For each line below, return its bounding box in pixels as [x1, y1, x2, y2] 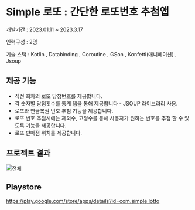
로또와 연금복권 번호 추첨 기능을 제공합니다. [14, 107, 114, 114]
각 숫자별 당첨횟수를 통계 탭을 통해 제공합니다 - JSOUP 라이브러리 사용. [14, 100, 178, 107]
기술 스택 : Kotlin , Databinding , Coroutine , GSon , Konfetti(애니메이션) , [6, 50, 177, 57]
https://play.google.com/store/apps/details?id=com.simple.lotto [6, 198, 160, 205]
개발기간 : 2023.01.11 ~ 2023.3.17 [6, 26, 83, 33]
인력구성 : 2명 [6, 38, 37, 45]
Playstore [6, 182, 42, 192]
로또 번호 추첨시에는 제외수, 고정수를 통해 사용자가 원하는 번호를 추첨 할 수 [14, 114, 183, 121]
